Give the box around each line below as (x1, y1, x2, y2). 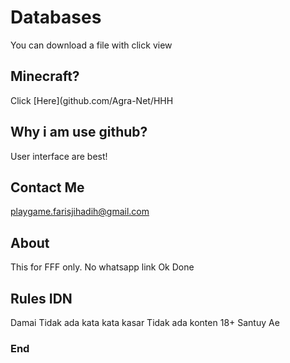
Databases (10, 6, 102, 29)
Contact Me (10, 179, 85, 196)
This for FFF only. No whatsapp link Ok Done (10, 261, 195, 273)
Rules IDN (10, 290, 73, 307)
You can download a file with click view (10, 39, 173, 51)
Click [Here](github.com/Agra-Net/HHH (10, 94, 174, 106)
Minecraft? (10, 68, 80, 85)
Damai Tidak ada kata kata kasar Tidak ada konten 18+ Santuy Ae (10, 317, 280, 328)
